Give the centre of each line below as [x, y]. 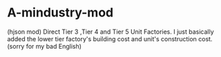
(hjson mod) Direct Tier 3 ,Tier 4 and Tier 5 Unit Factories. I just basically [110, 32]
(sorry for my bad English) [44, 46]
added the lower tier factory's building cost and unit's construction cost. [110, 38]
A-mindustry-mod [60, 13]
